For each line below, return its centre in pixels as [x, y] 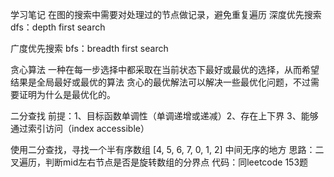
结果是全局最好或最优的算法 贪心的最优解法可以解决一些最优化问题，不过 [160, 82]
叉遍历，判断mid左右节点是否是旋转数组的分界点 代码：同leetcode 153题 [159, 162]
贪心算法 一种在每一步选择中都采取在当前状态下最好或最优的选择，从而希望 [165, 69]
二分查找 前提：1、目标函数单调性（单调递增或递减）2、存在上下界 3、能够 [164, 116]
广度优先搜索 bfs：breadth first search [89, 48]
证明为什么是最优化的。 [67, 94]
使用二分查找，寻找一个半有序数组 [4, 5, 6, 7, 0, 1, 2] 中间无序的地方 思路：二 [167, 149]
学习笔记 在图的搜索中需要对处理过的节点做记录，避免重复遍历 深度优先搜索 [166, 14]
